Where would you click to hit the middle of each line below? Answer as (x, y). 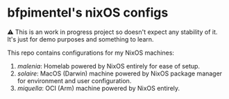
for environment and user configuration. (74, 80)
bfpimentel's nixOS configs (88, 13)
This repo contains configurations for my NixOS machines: (91, 53)
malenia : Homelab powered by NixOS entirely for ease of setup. (108, 66)
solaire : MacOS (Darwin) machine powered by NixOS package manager (120, 73)
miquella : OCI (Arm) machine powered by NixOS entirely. (99, 88)
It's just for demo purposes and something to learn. (80, 39)
